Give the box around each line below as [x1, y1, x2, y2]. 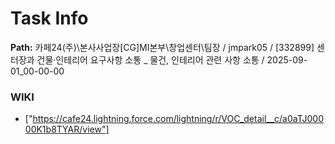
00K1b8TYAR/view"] [24, 123, 110, 136]
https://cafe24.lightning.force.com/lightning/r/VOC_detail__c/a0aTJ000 [32, 113, 324, 125]
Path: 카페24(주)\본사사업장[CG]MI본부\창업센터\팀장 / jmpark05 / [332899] [10, 41, 315, 53]
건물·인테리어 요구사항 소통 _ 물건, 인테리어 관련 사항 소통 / [36, 53, 265, 66]
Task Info [10, 7, 89, 30]
